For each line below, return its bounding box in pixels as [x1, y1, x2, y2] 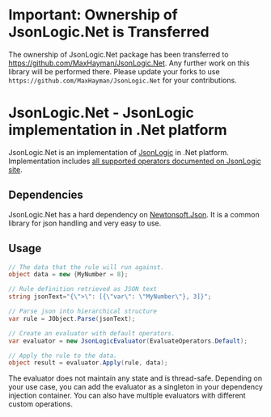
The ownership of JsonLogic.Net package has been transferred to [8, 49, 229, 59]
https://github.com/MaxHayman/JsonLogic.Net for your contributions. [8, 75, 237, 85]
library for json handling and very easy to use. [8, 218, 162, 228]
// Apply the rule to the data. [8, 352, 117, 360]
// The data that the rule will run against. [8, 263, 164, 272]
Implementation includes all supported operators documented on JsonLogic [8, 156, 261, 166]
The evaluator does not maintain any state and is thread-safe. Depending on [8, 373, 263, 383]
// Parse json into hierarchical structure [8, 307, 158, 315]
